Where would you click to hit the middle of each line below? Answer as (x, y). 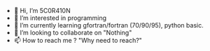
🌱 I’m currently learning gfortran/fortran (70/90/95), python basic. (109, 25)
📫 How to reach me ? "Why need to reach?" (78, 40)
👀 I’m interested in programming (60, 18)
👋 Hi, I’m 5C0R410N (42, 11)
